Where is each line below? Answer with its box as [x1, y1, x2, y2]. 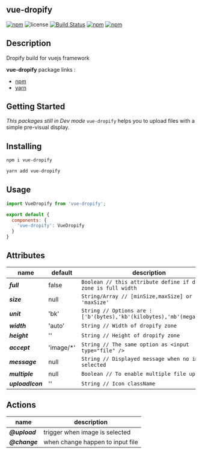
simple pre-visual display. [6, 123, 70, 131]
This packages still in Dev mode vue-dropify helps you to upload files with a [6, 117, 195, 125]
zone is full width [81, 284, 137, 291]
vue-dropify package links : [6, 66, 76, 73]
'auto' [48, 322, 65, 330]
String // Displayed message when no [81, 355, 189, 362]
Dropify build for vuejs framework [6, 54, 90, 61]
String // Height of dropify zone [81, 332, 180, 339]
